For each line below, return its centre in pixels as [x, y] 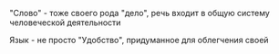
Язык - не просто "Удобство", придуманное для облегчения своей [139, 40]
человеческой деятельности [65, 22]
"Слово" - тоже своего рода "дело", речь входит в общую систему [140, 13]
